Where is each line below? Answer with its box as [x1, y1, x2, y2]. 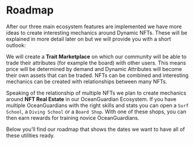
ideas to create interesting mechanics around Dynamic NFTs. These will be [6, 29, 188, 36]
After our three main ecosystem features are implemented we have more [6, 23, 182, 30]
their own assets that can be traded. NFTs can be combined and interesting [6, 72, 189, 79]
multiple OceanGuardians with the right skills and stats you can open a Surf [6, 102, 189, 109]
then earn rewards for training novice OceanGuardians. [6, 114, 140, 121]
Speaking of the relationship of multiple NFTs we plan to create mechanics [6, 89, 187, 96]
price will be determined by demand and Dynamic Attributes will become [6, 65, 182, 72]
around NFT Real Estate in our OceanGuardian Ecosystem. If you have [6, 95, 176, 103]
